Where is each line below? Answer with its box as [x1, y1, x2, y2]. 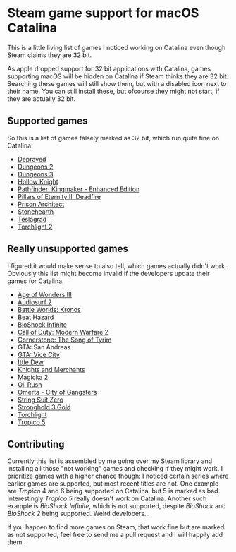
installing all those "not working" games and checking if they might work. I [7, 464, 223, 473]
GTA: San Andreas [17, 342, 71, 351]
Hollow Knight [17, 177, 58, 186]
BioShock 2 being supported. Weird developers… [7, 510, 150, 518]
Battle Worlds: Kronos [17, 305, 81, 313]
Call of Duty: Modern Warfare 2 [17, 328, 109, 336]
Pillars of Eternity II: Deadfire [17, 192, 101, 200]
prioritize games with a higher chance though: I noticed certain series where [7, 472, 229, 481]
